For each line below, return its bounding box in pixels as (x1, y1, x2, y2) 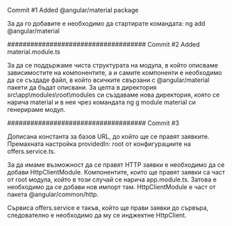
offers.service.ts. (7, 147, 56, 155)
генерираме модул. (7, 106, 66, 113)
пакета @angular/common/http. (7, 191, 99, 198)
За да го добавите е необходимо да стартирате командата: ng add (7, 19, 206, 27)
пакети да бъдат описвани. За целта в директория (7, 83, 157, 91)
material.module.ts (7, 48, 60, 56)
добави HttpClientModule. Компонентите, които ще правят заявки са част (7, 168, 226, 176)
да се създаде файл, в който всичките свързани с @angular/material (7, 76, 210, 84)
